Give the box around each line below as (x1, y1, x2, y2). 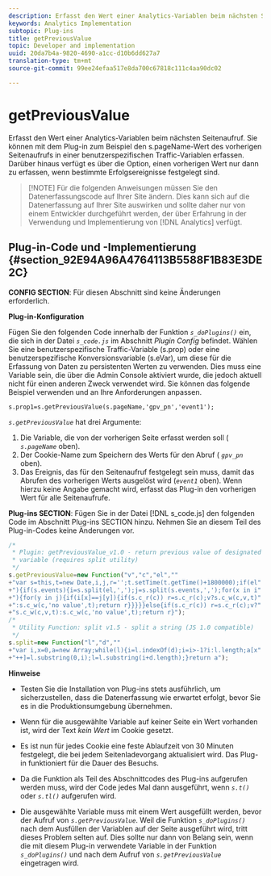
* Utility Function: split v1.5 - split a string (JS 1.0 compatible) (11, 623, 254, 632)
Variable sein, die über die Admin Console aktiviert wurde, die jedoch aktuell (8, 370, 262, 379)
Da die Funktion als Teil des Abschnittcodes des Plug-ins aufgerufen (19, 773, 248, 783)
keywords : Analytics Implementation (8, 19, 131, 27)
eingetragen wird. (19, 857, 79, 868)
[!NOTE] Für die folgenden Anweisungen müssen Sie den (27, 182, 218, 192)
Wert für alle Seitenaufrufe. (19, 492, 110, 502)
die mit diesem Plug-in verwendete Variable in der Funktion (19, 840, 217, 850)
